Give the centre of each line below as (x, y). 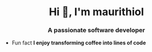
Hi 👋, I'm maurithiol (96, 12)
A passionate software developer (96, 30)
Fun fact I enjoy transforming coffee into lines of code (79, 43)
